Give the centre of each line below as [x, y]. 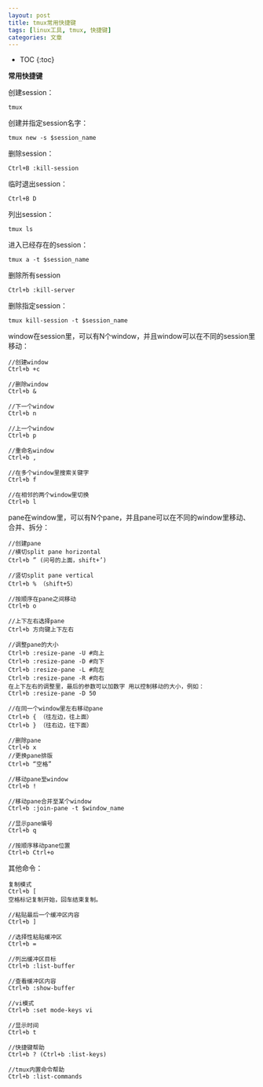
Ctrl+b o [22, 606]
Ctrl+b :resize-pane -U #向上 [56, 653]
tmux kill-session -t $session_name [68, 321]
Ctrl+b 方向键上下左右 [41, 630]
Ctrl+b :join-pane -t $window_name [66, 809]
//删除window [28, 385]
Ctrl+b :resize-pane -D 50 [52, 694]
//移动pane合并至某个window [50, 802]
